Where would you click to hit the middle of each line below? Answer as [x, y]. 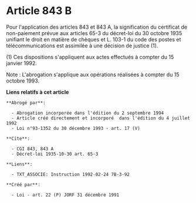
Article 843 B [39, 11]
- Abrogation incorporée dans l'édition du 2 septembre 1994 [88, 113]
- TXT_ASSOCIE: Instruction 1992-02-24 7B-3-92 [71, 174]
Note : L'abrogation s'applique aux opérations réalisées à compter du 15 [93, 74]
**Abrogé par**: [26, 103]
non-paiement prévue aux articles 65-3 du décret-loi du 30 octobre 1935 [94, 33]
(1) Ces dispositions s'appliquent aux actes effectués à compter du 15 [90, 57]
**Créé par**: [23, 185]
